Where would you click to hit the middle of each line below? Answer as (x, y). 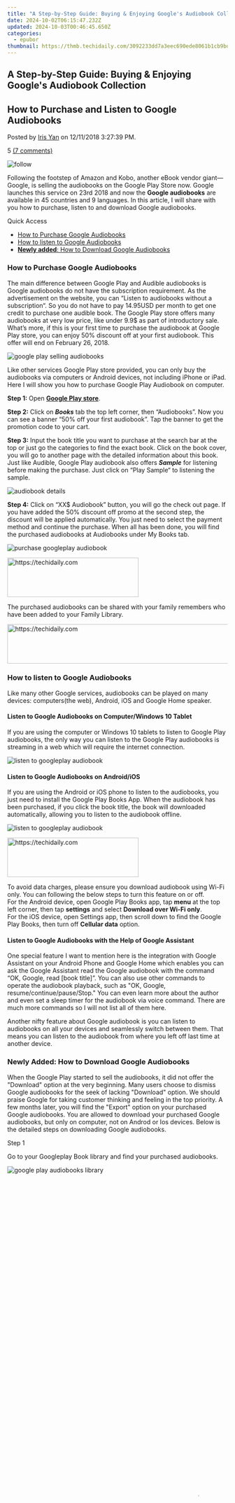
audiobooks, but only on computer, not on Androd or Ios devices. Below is (114, 1121)
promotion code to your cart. (49, 426)
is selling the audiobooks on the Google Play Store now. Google (123, 186)
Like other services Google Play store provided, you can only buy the (107, 370)
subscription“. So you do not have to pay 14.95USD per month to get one (112, 305)
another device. (30, 1044)
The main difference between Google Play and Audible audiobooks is (107, 283)
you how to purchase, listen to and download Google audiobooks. (102, 208)
